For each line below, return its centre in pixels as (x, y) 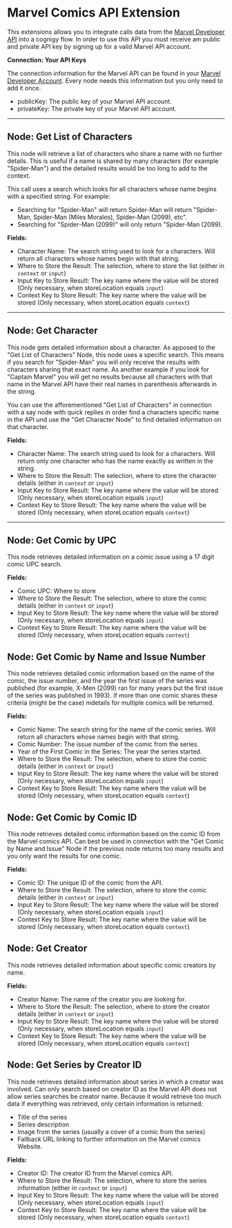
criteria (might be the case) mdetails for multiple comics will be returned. (110, 703)
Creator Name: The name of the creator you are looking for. (101, 999)
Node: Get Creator (47, 949)
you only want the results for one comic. (65, 856)
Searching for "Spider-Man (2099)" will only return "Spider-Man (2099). (120, 224)
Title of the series (42, 1117)
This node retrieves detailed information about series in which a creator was (115, 1082)
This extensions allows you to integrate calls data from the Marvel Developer (116, 32)
